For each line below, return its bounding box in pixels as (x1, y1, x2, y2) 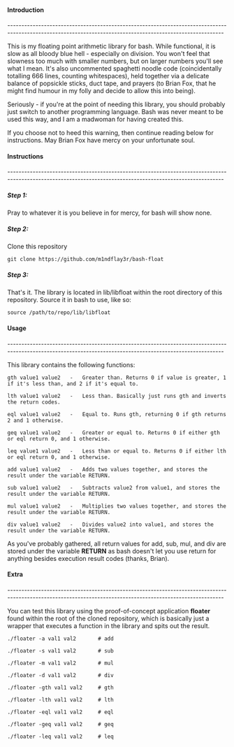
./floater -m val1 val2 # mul (7, 660, 114, 667)
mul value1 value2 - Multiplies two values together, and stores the (7, 502, 227, 510)
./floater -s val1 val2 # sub (7, 647, 114, 654)
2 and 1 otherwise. (7, 417, 64, 424)
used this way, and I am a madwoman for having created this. (7, 115, 184, 124)
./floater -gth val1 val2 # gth (7, 684, 114, 691)
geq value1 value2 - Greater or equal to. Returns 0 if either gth (7, 429, 220, 436)
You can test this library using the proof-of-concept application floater (7, 606, 211, 615)
